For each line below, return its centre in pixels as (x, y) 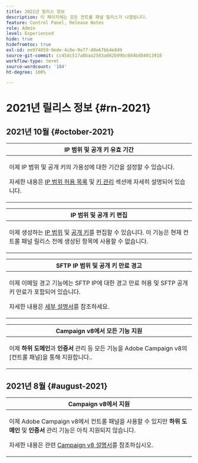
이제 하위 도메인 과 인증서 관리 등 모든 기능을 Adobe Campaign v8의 (98, 348)
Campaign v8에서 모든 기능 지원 (99, 331)
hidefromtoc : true (29, 45)
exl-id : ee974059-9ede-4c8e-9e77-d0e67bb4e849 (64, 50)
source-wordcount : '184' (37, 66)
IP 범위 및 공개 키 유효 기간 (99, 150)
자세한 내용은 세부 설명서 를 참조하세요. (59, 307)
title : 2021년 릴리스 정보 (35, 12)
